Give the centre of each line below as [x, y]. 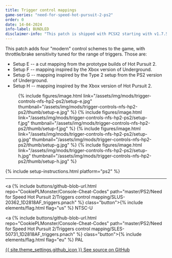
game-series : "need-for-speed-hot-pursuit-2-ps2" [59, 15]
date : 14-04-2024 [24, 24]
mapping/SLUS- [108, 197]
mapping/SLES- [108, 229]
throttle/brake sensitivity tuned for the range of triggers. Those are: [76, 54]
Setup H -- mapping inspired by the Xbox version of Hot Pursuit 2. [82, 86]
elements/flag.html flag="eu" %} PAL [44, 240]
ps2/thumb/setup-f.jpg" [43, 128]
